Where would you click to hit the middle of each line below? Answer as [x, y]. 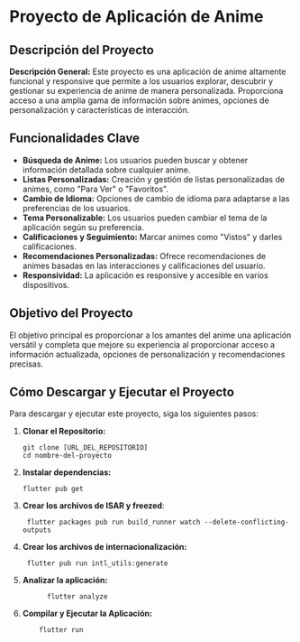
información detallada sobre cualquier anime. [106, 170]
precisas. [26, 364]
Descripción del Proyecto [82, 50]
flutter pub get [53, 489]
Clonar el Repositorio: [64, 432]
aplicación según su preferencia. [83, 227]
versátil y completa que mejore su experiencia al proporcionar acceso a [142, 344]
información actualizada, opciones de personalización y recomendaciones [147, 354]
